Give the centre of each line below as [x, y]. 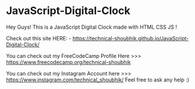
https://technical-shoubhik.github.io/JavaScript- [131, 38]
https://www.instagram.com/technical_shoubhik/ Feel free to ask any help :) [98, 80]
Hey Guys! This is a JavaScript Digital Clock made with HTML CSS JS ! [92, 27]
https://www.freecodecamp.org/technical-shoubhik [68, 62]
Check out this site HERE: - [39, 38]
